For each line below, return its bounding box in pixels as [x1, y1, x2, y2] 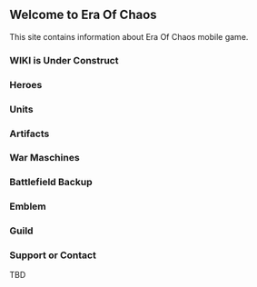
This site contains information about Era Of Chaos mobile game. [9, 31, 249, 42]
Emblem [9, 200, 47, 213]
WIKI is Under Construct [9, 54, 119, 66]
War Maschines [9, 152, 80, 164]
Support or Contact [9, 249, 97, 262]
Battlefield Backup [9, 176, 93, 189]
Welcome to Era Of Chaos [9, 7, 157, 23]
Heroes [9, 78, 43, 91]
